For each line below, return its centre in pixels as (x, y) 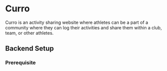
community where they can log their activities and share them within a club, (83, 27)
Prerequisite (21, 63)
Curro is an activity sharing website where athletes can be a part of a (77, 22)
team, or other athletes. (29, 33)
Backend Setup (30, 48)
